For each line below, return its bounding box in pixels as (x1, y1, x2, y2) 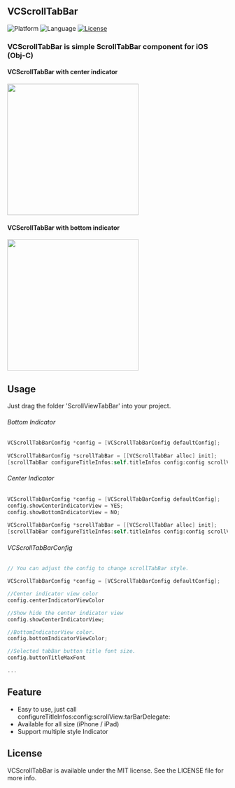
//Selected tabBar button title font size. (7, 648, 136, 655)
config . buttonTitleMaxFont (7, 654, 86, 661)
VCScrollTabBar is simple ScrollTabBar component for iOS (7, 41, 208, 51)
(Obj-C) (7, 50, 34, 60)
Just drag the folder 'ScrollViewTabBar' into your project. (7, 401, 171, 410)
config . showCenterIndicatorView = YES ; (7, 502, 124, 509)
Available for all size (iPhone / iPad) (17, 719, 120, 728)
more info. (7, 773, 37, 782)
